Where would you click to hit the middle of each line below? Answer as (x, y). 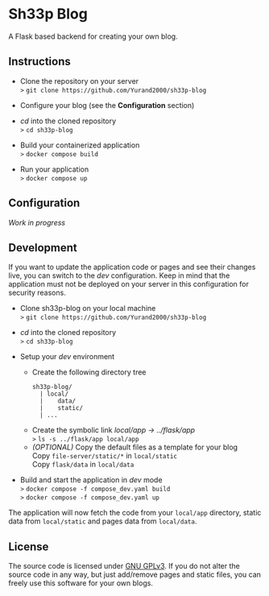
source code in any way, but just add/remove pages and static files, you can (135, 575)
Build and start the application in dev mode (91, 480)
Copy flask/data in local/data (83, 465)
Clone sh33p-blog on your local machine (88, 308)
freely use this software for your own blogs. (81, 583)
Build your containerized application (80, 145)
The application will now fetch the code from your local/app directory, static (135, 513)
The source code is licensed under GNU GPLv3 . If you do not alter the (124, 566)
